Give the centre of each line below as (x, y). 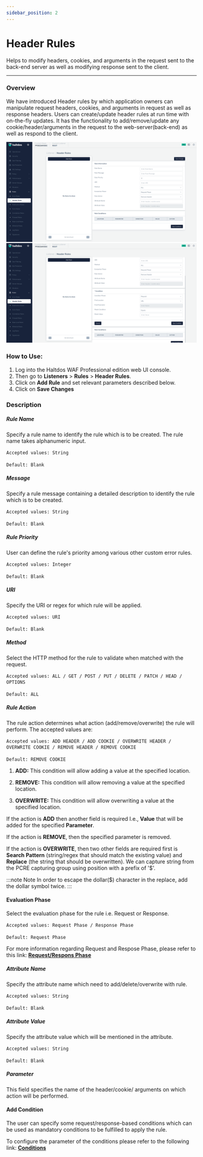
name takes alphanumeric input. (46, 441)
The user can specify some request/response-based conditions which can (99, 1123)
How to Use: (24, 356)
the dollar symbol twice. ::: (39, 886)
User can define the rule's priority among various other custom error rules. (99, 552)
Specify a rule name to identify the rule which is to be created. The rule (95, 434)
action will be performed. (37, 1096)
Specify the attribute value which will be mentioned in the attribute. (90, 1036)
